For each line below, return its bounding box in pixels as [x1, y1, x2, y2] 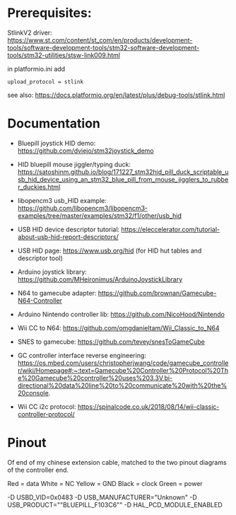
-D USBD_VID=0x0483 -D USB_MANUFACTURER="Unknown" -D [7, 493, 198, 502]
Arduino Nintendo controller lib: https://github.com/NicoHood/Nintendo [17, 310, 225, 318]
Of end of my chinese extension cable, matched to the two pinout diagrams [7, 458, 228, 466]
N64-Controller [17, 296, 62, 305]
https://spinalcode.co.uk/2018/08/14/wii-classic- [77, 402, 220, 411]
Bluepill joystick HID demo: [17, 139, 96, 147]
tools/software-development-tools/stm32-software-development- [7, 43, 200, 52]
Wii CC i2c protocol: [17, 402, 76, 411]
